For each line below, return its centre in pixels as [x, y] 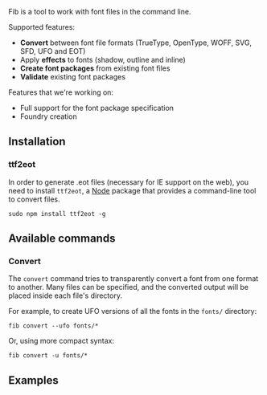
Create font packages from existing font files [95, 68]
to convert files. [34, 199]
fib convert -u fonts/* [48, 356]
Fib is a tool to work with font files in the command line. [100, 12]
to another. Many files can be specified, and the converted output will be [129, 287]
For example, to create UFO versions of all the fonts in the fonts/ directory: [133, 312]
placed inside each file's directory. [66, 295]
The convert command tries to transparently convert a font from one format [133, 279]
